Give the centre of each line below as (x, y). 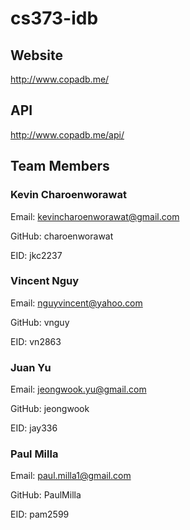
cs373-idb (54, 18)
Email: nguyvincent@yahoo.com (76, 303)
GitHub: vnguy (40, 322)
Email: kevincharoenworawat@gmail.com (95, 216)
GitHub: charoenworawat (62, 236)
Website (36, 55)
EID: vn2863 (36, 341)
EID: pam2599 (40, 514)
